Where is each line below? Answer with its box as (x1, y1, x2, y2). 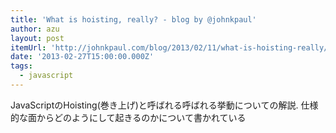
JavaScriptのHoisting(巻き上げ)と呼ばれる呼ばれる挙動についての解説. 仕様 (10, 99, 319, 111)
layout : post (10, 33, 65, 43)
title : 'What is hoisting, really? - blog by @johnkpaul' (10, 14, 257, 25)
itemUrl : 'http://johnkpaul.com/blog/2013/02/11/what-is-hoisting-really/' (10, 42, 333, 53)
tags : (10, 61, 33, 71)
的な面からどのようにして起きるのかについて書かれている (10, 111, 247, 123)
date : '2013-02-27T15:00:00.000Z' (10, 52, 155, 62)
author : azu (10, 24, 60, 34)
